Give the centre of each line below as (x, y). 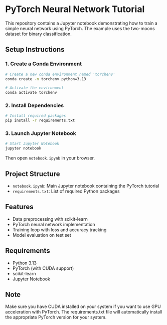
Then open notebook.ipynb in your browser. (50, 158)
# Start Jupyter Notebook (32, 144)
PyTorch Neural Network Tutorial (75, 9)
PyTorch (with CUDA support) (43, 268)
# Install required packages (36, 116)
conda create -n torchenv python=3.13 (46, 79)
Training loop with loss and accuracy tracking (59, 230)
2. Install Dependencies (35, 105)
